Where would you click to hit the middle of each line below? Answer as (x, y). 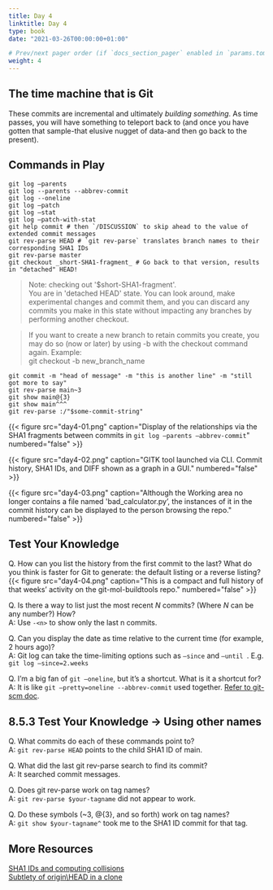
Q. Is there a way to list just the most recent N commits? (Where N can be (131, 605)
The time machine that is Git (81, 94)
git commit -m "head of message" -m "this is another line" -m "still (130, 375)
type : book (27, 31)
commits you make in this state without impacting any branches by (140, 310)
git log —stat (32, 213)
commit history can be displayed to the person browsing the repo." (120, 510)
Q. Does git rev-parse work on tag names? (79, 790)
